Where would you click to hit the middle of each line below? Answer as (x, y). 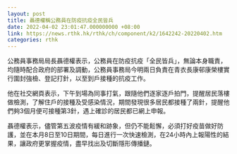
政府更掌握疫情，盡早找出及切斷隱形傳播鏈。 (91, 143)
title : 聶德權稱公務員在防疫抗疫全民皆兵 (61, 20)
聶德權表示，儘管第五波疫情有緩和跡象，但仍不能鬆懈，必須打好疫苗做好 (112, 126)
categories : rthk (33, 40)
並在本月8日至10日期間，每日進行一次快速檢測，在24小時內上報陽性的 (121, 135)
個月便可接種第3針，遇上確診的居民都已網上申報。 (97, 111)
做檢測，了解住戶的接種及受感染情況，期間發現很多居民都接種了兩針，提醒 (115, 102)
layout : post (26, 14)
